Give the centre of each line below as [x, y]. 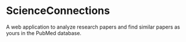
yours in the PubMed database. [44, 33]
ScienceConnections [58, 11]
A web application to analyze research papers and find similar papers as [93, 27]
